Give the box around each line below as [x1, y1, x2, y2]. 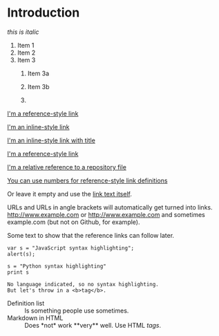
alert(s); [7, 250, 36, 257]
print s [7, 268, 30, 276]
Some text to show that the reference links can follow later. [7, 231, 175, 239]
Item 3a [27, 69, 50, 77]
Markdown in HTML [7, 313, 64, 322]
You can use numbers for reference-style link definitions [7, 176, 168, 185]
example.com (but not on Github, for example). [7, 218, 140, 226]
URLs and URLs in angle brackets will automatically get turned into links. [7, 203, 213, 212]
